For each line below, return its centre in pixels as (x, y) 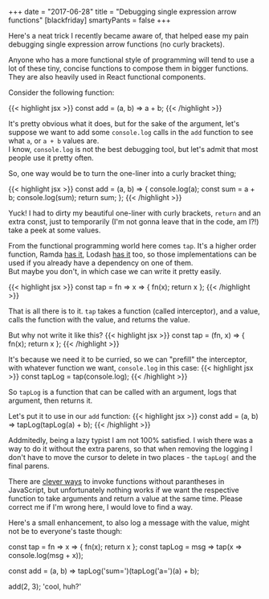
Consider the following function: (61, 92)
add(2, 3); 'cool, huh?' (45, 587)
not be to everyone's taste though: (65, 531)
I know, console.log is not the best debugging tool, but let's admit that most (133, 149)
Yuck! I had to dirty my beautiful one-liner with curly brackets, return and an (134, 213)
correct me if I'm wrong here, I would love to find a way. (100, 507)
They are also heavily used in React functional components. (107, 77)
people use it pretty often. (51, 158)
